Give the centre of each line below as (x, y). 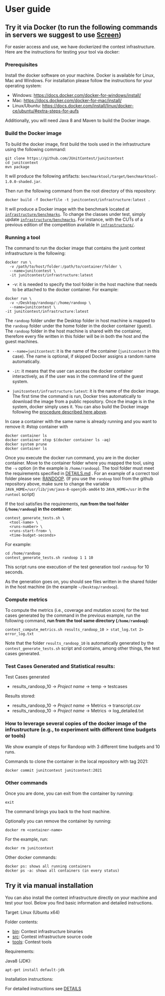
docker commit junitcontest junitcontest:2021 (54, 770)
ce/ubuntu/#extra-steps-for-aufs (45, 111)
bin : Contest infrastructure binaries (48, 931)
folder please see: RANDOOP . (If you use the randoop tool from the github (79, 479)
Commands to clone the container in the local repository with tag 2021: (77, 761)
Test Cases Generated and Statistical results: (60, 666)
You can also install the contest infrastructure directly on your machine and (81, 897)
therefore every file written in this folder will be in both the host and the (77, 336)
